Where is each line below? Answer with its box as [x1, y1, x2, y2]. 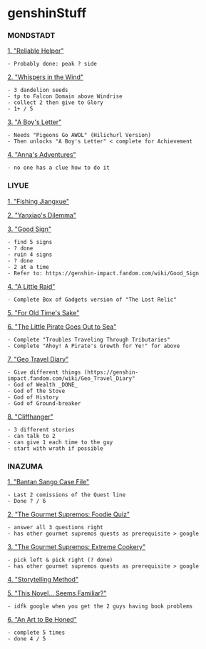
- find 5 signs [7, 238, 53, 245]
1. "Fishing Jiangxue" [7, 197, 70, 205]
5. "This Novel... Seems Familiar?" [7, 589, 107, 598]
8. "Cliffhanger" [7, 412, 53, 421]
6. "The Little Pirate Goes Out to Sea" [7, 322, 117, 331]
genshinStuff [7, 5, 87, 21]
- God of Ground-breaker [7, 399, 81, 407]
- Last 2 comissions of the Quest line [7, 491, 126, 499]
